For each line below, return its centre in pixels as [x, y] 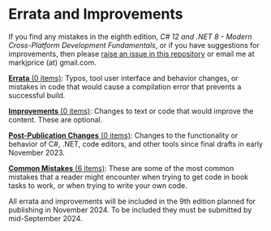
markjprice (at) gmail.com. [52, 62]
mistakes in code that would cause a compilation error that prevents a [125, 87]
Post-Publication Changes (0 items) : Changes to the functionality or [123, 135]
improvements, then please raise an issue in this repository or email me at [131, 53]
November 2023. [37, 152]
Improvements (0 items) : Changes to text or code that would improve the [131, 111]
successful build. [37, 95]
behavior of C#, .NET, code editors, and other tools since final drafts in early [136, 143]
